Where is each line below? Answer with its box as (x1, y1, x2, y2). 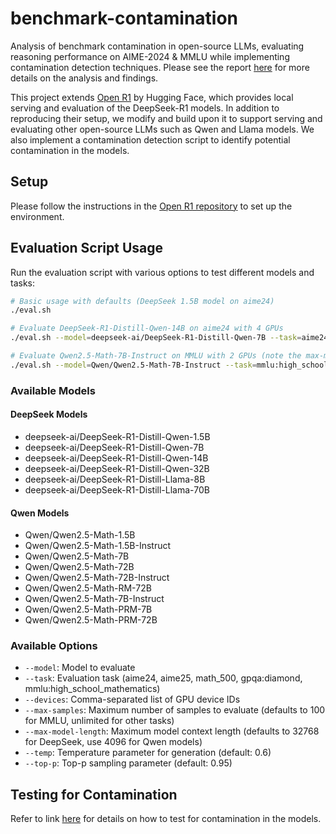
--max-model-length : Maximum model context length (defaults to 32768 (24, 725, 320, 737)
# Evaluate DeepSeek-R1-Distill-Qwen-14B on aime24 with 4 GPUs (10, 323, 284, 334)
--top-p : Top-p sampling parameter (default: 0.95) (24, 757, 233, 769)
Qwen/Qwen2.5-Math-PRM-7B (24, 603, 153, 616)
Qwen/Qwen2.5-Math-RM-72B (24, 582, 152, 594)
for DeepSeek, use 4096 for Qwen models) (24, 736, 203, 748)
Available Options (10, 639, 98, 653)
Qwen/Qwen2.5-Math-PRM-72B (24, 614, 158, 626)
